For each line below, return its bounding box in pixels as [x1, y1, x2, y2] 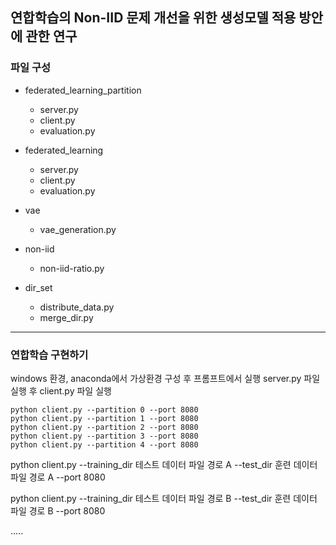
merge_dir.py [39, 311, 94, 323]
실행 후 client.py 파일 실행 [10, 384, 112, 397]
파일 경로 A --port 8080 [10, 471, 106, 483]
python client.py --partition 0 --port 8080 [10, 404, 199, 415]
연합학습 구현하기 [10, 348, 89, 362]
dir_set [24, 281, 53, 293]
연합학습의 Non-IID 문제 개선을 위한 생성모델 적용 [10, 9, 297, 27]
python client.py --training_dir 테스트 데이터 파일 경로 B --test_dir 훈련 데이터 [10, 492, 318, 504]
